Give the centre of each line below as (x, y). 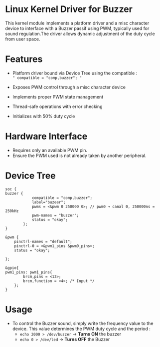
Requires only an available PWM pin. (50, 150)
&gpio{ (12, 268)
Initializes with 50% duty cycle (44, 116)
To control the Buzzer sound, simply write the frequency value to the (83, 323)
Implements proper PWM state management (58, 96)
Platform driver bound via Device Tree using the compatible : (75, 73)
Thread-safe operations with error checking (57, 106)
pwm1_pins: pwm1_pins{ (29, 272)
